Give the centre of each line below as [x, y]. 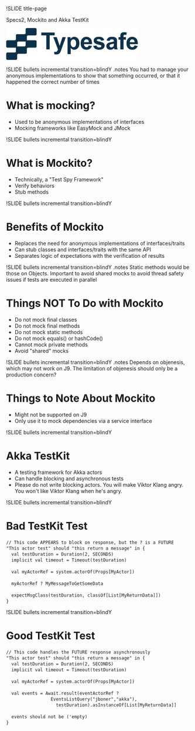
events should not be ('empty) [49, 717]
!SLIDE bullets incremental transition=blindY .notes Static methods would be [98, 267]
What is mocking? [51, 106]
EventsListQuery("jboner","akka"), [94, 699]
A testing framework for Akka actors [58, 472]
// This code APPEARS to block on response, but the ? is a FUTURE [90, 543]
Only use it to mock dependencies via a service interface [83, 421]
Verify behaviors [34, 186]
